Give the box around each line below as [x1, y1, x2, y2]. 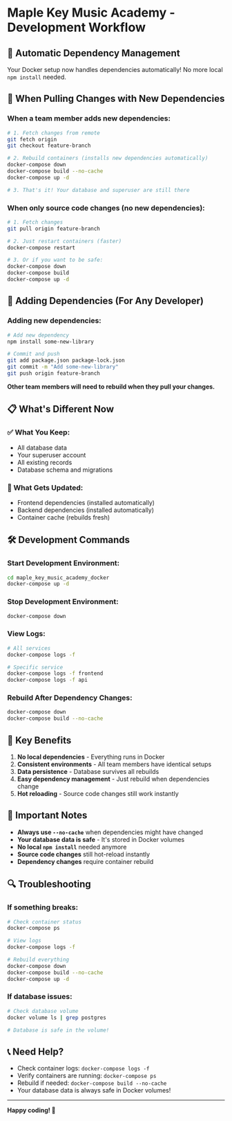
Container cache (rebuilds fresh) [17, 513, 110, 521]
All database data [17, 443, 68, 452]
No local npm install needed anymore [17, 842, 127, 851]
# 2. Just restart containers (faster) [7, 238, 122, 245]
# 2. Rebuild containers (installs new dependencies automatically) [7, 155, 209, 162]
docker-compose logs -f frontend [7, 670, 104, 677]
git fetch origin [7, 136, 57, 143]
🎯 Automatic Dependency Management [7, 47, 181, 59]
